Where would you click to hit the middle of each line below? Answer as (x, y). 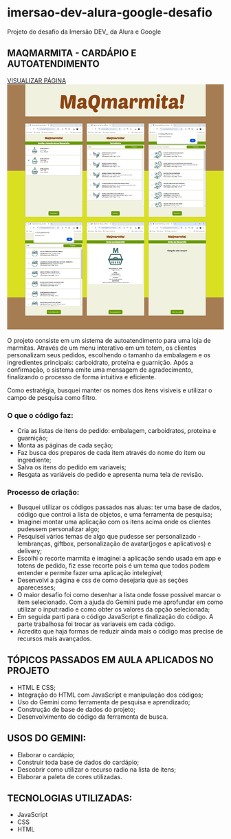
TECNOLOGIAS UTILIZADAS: (70, 798)
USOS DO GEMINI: (47, 738)
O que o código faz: (40, 416)
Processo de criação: (43, 492)
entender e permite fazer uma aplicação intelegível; (90, 572)
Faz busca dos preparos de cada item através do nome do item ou (111, 452)
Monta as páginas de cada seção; (65, 445)
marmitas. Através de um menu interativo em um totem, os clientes (102, 348)
